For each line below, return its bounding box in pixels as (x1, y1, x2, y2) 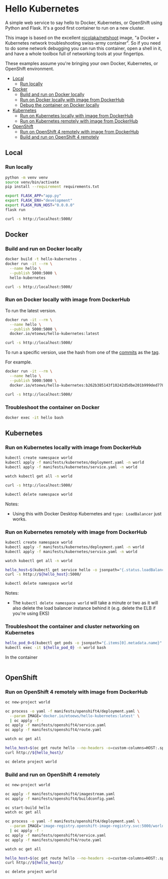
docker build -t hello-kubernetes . (5, 257, 81, 262)
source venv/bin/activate (5, 180, 59, 185)
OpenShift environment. (5, 66, 54, 72)
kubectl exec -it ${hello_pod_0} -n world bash (5, 645, 106, 650)
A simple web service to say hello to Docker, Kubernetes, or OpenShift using (5, 20, 162, 26)
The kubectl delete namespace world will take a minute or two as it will (12, 600, 158, 606)
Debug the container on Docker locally (19, 102, 99, 108)
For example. (5, 359, 32, 365)
